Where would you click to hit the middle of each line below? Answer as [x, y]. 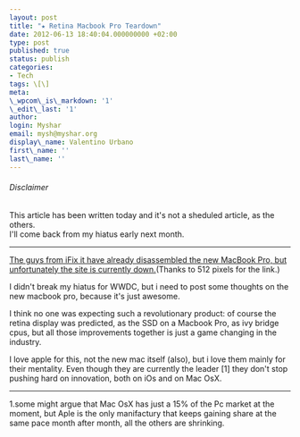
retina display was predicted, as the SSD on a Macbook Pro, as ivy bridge [144, 323]
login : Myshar [36, 126]
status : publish [39, 59]
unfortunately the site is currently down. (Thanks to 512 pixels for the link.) [145, 269]
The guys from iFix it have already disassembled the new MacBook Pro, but [148, 259]
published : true [39, 51]
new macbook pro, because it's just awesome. [95, 296]
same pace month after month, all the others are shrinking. [117, 423]
